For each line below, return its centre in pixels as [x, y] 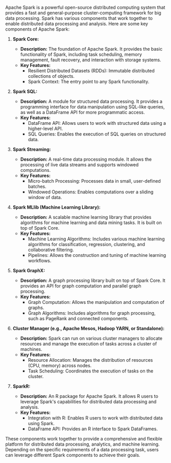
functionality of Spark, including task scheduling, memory [81, 54]
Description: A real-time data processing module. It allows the [86, 159]
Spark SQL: [25, 91]
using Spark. [41, 423]
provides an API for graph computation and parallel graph [81, 286]
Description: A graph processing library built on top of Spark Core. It [93, 280]
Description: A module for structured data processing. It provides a [91, 101]
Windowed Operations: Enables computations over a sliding [91, 192]
